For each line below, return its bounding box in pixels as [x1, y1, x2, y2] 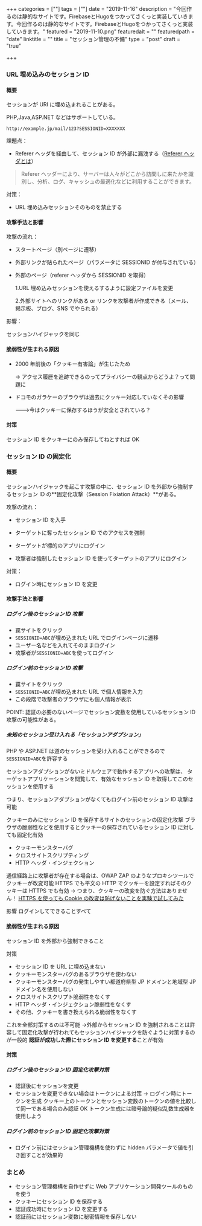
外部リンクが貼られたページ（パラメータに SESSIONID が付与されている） [14, 259, 199, 266]
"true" [6, 42, 22, 50]
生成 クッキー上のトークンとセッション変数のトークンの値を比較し [31, 1097, 197, 1105]
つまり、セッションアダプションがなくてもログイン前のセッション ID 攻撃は [6, 796, 194, 803]
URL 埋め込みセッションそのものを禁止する [14, 204, 122, 211]
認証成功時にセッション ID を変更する [14, 1205, 109, 1213]
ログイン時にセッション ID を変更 [14, 580, 98, 587]
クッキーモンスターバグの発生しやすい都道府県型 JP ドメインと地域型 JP [14, 978, 196, 985]
